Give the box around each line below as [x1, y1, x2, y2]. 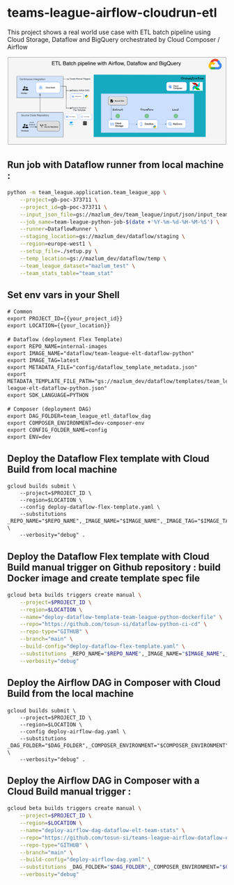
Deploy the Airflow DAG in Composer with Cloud [7, 677, 221, 689]
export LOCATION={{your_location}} [7, 322, 111, 329]
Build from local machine [7, 463, 118, 475]
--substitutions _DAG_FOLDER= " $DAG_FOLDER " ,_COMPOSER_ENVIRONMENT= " [19, 863, 223, 871]
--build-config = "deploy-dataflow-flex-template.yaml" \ [19, 643, 186, 650]
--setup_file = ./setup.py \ [19, 248, 98, 255]
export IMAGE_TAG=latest [7, 357, 79, 364]
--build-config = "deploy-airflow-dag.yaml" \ [19, 856, 151, 863]
